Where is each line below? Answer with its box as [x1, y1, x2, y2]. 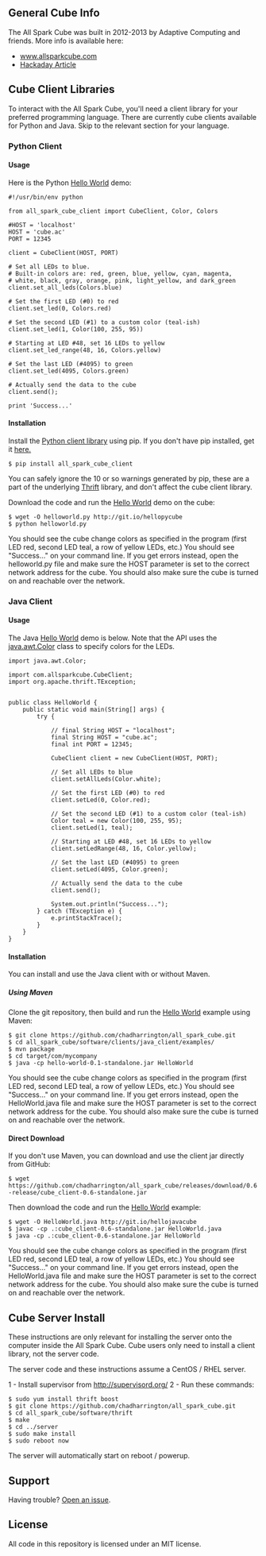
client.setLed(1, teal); [50, 824, 133, 832]
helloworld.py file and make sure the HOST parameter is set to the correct [8, 559, 250, 569]
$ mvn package [8, 1045, 56, 1053]
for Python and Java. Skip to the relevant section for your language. [8, 121, 230, 130]
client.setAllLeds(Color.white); [50, 775, 161, 783]
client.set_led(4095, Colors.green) [8, 367, 129, 375]
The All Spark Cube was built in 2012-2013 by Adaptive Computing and [8, 27, 241, 37]
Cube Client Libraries [8, 83, 115, 96]
